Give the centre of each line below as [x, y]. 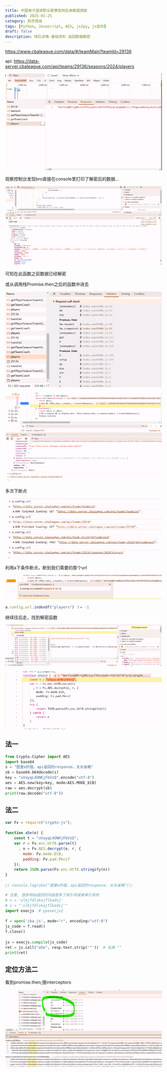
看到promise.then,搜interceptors [38, 983]
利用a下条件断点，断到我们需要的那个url [46, 568]
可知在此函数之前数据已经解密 [36, 273]
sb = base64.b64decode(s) [32, 772]
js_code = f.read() [25, 927]
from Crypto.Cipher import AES [38, 757]
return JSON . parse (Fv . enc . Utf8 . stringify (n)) [62, 870]
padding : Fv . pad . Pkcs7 [46, 859]
